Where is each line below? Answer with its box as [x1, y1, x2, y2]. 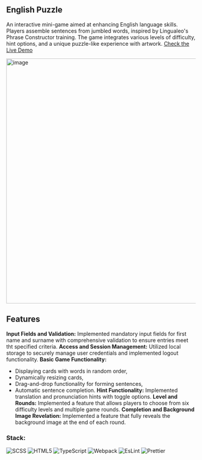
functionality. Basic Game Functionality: [6, 355, 107, 363]
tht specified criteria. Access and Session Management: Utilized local [6, 343, 182, 350]
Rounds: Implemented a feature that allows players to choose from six [14, 399, 189, 406]
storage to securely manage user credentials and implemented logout [6, 349, 179, 356]
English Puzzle [6, 5, 63, 15]
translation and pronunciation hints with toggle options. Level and [14, 393, 178, 400]
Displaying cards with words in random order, [14, 367, 128, 375]
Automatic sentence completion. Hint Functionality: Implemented [14, 387, 179, 394]
